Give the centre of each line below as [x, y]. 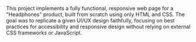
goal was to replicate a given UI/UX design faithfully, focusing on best [90, 20]
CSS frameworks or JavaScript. [44, 33]
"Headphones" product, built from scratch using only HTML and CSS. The [95, 14]
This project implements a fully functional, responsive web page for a [90, 8]
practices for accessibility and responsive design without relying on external [98, 26]
